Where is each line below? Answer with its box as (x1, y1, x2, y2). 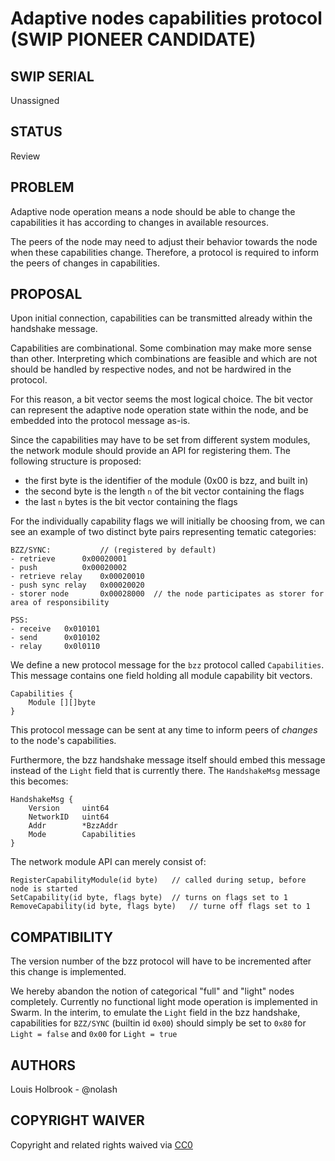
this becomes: (10, 775, 69, 787)
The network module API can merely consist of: (10, 856, 207, 868)
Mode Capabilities (28, 830, 137, 840)
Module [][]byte (28, 698, 97, 708)
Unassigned (10, 95, 60, 106)
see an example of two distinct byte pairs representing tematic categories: (10, 526, 317, 538)
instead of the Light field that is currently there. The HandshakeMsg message (10, 765, 321, 777)
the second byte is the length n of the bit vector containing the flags (24, 485, 305, 497)
